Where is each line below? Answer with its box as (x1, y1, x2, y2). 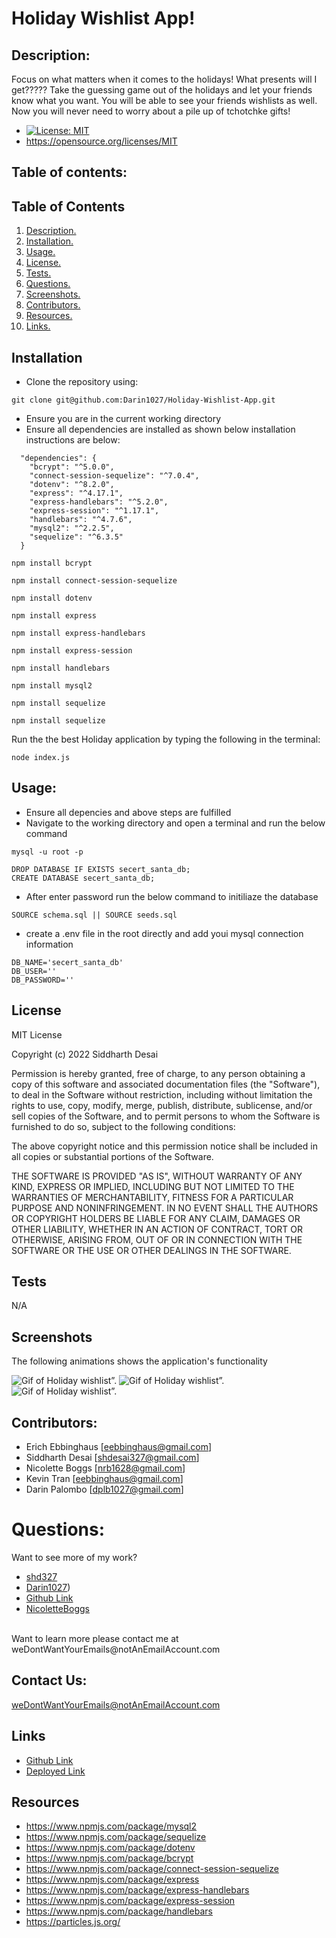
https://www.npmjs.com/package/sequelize (25, 1831, 207, 1843)
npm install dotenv (11, 593, 93, 604)
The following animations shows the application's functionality (11, 1355, 268, 1367)
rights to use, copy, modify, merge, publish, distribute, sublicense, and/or (11, 1099, 313, 1111)
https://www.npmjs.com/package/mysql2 (25, 1820, 198, 1832)
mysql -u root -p (11, 847, 84, 857)
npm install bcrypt (11, 558, 93, 569)
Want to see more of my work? (11, 1552, 138, 1564)
